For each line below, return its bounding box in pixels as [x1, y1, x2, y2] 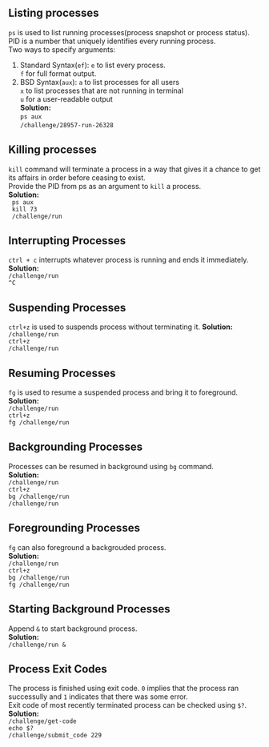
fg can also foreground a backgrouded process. [8, 542, 167, 552]
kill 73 [11, 205, 38, 213]
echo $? [8, 725, 34, 733]
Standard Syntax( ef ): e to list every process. [19, 60, 166, 70]
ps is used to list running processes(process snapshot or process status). [8, 27, 250, 37]
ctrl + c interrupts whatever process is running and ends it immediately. [8, 255, 249, 265]
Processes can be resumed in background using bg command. [8, 461, 214, 471]
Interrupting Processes [8, 234, 126, 247]
